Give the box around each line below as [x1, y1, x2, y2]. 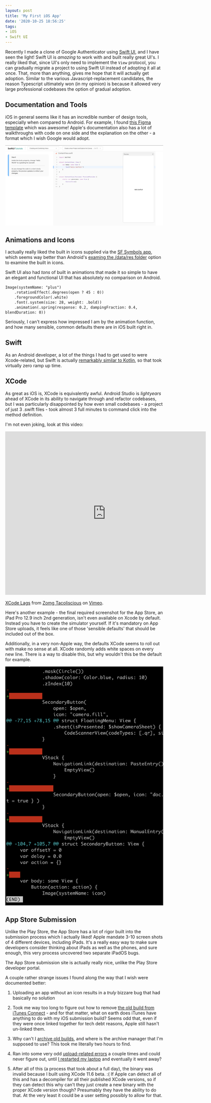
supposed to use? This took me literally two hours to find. [12, 1041, 131, 1047]
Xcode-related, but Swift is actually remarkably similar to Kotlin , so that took [5, 357, 162, 363]
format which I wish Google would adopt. [5, 135, 90, 141]
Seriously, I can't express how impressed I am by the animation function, [5, 319, 155, 325]
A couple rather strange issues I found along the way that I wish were [5, 974, 148, 980]
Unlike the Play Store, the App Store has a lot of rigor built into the [5, 928, 141, 934]
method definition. [5, 411, 43, 418]
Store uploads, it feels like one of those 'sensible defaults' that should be [5, 625, 155, 631]
